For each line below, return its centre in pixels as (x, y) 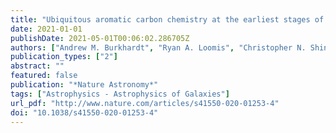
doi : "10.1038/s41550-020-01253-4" (84, 112)
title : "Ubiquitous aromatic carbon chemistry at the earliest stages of (167, 19)
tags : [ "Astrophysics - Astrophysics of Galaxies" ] (120, 94)
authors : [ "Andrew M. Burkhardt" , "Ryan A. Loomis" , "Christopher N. (158, 47)
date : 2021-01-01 (46, 29)
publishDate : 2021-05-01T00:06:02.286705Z (100, 38)
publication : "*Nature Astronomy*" (84, 85)
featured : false (44, 76)
